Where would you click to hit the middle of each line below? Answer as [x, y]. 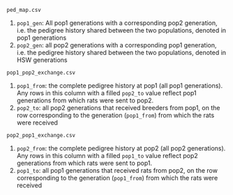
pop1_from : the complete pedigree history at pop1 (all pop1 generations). [120, 86]
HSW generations [42, 60]
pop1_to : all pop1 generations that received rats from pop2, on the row [117, 170]
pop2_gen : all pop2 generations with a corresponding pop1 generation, [116, 45]
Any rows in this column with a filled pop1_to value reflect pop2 [107, 156]
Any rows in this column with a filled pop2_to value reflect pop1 [106, 93]
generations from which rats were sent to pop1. [84, 163]
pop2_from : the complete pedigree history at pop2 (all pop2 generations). [121, 148]
